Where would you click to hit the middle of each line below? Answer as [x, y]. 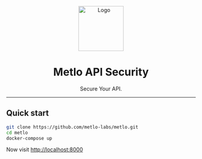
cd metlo [17, 133]
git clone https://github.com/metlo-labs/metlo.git [72, 127]
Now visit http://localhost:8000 [44, 149]
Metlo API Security [101, 72]
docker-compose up [29, 138]
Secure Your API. [101, 88]
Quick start [28, 113]
